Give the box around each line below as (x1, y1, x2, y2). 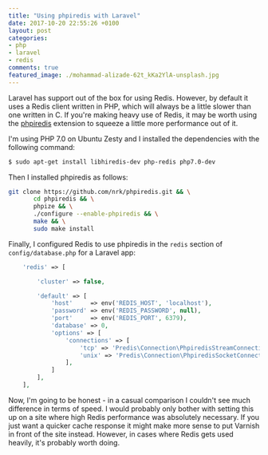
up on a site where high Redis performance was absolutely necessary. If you (8, 412, 260, 421)
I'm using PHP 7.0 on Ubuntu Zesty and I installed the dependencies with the (8, 133, 260, 144)
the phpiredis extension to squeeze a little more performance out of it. (8, 118, 238, 128)
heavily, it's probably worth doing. (8, 437, 120, 447)
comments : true (8, 64, 59, 72)
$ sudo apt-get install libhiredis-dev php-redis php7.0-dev (8, 157, 216, 166)
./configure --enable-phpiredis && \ (33, 210, 159, 218)
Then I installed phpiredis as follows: (8, 172, 128, 182)
